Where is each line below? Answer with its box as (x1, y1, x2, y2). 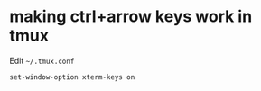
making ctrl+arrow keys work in (9, 6, 253, 27)
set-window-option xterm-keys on (9, 72, 135, 82)
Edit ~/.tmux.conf (9, 55, 75, 66)
